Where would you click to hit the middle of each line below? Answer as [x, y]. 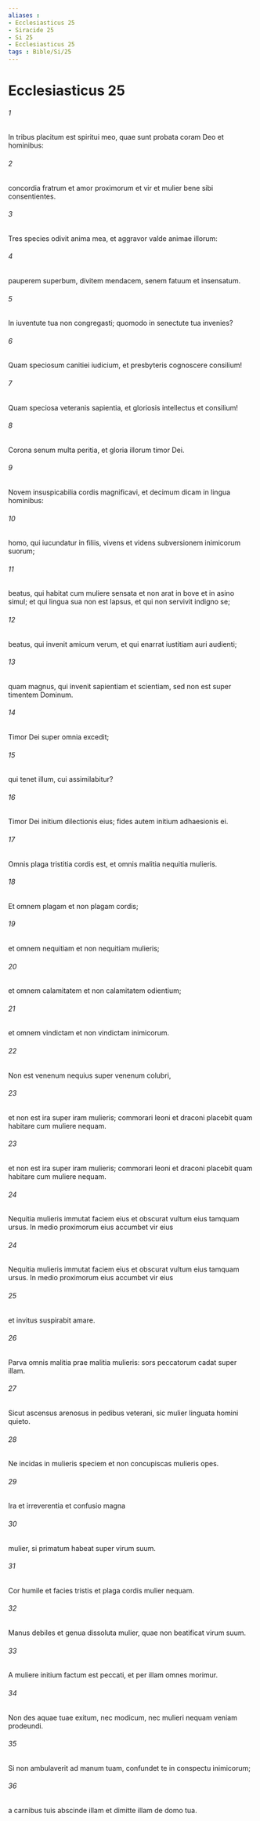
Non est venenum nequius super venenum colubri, [90, 1075]
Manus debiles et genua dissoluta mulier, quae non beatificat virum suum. [127, 1633]
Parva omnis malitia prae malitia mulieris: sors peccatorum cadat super [123, 1362]
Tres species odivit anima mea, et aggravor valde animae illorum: [113, 238]
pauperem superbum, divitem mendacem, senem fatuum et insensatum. [125, 281]
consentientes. [32, 196]
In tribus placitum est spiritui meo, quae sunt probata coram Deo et [116, 137]
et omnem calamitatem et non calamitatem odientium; [95, 991]
